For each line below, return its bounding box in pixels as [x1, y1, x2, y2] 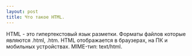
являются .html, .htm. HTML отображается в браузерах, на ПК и [6, 37, 168, 44]
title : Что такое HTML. [6, 14, 65, 20]
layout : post [6, 8, 39, 15]
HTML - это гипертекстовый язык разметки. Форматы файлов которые [6, 30, 186, 37]
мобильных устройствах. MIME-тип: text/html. [6, 42, 123, 50]
